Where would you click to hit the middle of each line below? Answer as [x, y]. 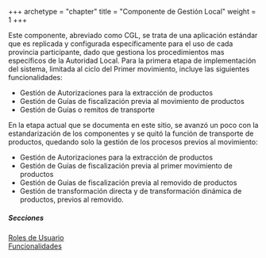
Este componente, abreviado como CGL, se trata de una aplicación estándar [133, 35]
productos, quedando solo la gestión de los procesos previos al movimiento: [133, 142]
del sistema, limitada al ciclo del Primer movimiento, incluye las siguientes [129, 69]
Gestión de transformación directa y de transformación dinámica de [131, 191]
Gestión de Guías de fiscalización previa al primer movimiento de [126, 166]
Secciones [26, 218]
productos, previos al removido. [72, 199]
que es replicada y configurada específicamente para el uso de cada [121, 44]
